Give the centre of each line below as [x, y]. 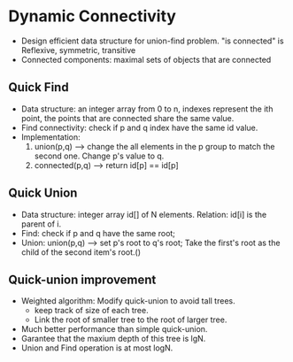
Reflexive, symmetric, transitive [78, 50]
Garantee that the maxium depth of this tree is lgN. [113, 339]
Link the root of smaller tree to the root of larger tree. [131, 320]
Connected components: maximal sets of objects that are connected [146, 59]
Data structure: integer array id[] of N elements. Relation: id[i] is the [144, 214]
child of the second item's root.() [81, 252]
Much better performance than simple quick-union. [114, 329]
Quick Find [39, 87]
